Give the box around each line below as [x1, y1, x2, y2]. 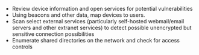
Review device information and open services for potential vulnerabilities [11, 5, 193, 12]
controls [11, 43, 33, 50]
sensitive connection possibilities [11, 30, 95, 38]
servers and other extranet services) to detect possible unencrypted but [11, 24, 192, 31]
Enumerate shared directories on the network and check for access [11, 37, 180, 44]
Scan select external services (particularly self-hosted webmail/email [11, 18, 185, 25]
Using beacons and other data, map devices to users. [11, 11, 145, 19]
